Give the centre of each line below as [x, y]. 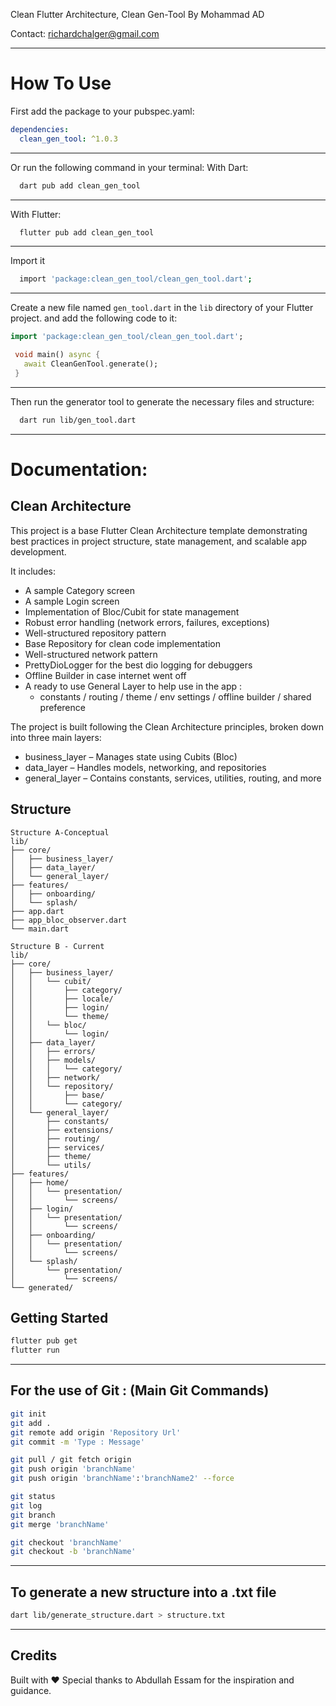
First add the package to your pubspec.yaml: [102, 111]
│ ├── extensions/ [62, 1130]
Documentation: [79, 469]
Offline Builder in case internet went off [105, 675]
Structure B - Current [57, 946]
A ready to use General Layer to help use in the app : [133, 686]
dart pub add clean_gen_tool [80, 185]
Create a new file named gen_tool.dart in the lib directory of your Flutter [162, 308]
